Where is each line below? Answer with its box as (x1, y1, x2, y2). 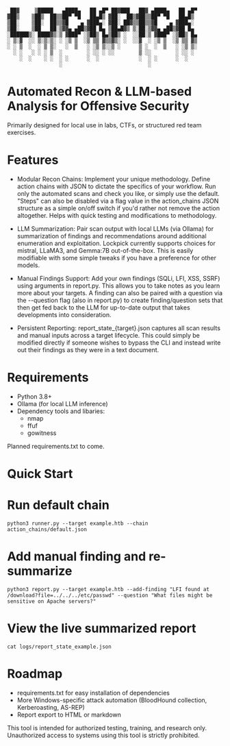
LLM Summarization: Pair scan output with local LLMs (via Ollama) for (16, 224, 214, 233)
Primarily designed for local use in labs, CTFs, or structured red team (7, 121, 202, 129)
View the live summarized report (7, 621, 196, 636)
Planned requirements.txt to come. (7, 442, 105, 450)
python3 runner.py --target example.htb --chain (7, 520, 149, 527)
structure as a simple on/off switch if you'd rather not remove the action (16, 203, 220, 212)
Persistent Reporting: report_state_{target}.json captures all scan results (16, 323, 221, 332)
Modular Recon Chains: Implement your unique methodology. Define (16, 175, 211, 183)
